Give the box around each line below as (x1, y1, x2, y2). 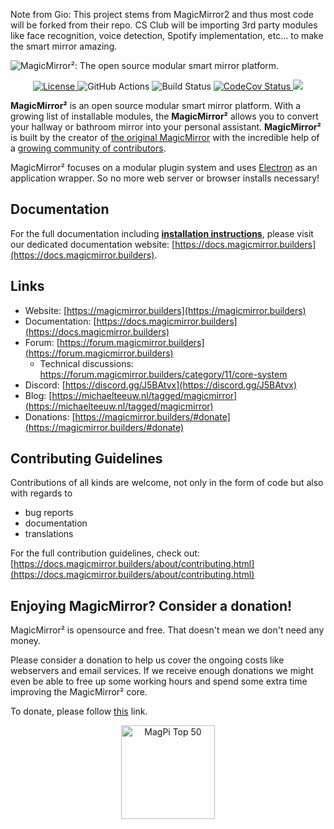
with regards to (10, 487, 73, 499)
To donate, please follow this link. (10, 705, 148, 718)
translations (24, 528, 74, 540)
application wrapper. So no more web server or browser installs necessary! (10, 172, 320, 184)
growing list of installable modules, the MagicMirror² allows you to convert (10, 110, 319, 122)
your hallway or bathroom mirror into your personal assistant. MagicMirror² (10, 121, 322, 133)
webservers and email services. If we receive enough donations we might (10, 665, 314, 677)
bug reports (24, 507, 74, 519)
